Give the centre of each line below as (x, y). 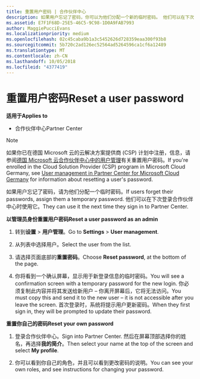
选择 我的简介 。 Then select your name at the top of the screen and (112, 344)
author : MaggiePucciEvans (38, 28)
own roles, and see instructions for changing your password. (89, 369)
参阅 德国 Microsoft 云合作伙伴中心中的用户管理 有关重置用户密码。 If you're (97, 160)
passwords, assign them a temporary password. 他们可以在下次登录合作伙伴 (100, 199)
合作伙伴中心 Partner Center (49, 129)
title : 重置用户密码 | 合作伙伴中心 (46, 12)
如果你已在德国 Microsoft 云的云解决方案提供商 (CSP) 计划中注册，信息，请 (98, 153)
